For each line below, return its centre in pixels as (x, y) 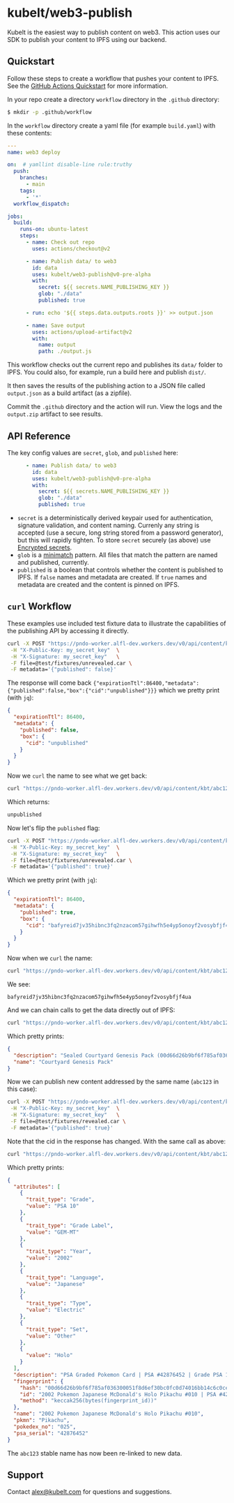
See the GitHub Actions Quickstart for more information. (88, 86)
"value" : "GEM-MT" (52, 1232)
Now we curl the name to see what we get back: (77, 776)
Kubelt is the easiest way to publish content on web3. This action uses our (114, 32)
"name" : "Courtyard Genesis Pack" (63, 1062)
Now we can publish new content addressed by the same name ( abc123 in (113, 1082)
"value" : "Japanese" (55, 1284)
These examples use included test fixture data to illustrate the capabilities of (117, 623)
